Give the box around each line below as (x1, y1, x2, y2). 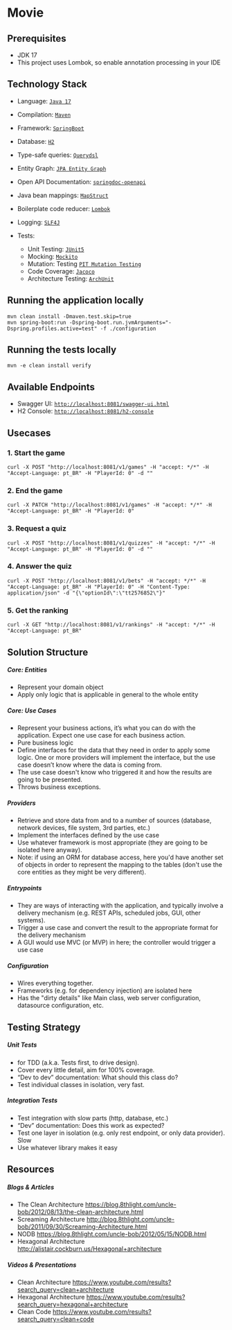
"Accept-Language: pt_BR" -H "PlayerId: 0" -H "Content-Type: (7, 583, 190, 590)
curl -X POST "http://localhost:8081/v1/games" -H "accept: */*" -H (7, 463, 209, 470)
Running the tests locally (7, 344, 116, 356)
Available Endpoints (7, 381, 96, 393)
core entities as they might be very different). (17, 868, 147, 876)
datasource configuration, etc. (17, 1001, 104, 1010)
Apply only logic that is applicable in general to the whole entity (17, 690, 199, 699)
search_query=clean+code (17, 1315, 95, 1324)
